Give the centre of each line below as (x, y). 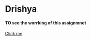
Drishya (21, 9)
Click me (14, 34)
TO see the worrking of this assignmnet (45, 22)
